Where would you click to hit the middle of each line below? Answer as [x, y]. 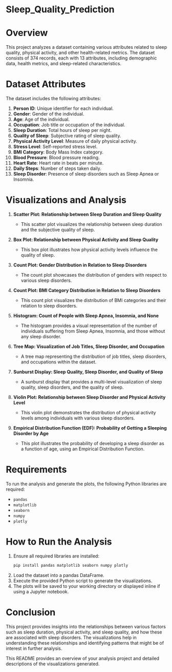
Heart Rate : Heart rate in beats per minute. [58, 163]
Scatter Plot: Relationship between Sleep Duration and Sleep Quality [87, 214]
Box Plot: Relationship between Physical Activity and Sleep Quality [86, 239]
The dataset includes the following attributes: [53, 99]
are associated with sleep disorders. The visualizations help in [71, 637]
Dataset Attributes [46, 84]
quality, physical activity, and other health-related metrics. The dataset [80, 53]
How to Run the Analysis [59, 542]
